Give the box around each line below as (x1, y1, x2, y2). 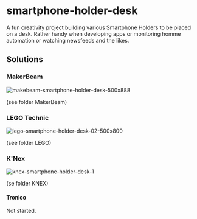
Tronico (6, 193, 26, 201)
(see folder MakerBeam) (6, 98, 67, 105)
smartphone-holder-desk (6, 4, 138, 18)
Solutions (6, 54, 44, 64)
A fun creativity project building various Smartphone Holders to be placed (6, 24, 192, 31)
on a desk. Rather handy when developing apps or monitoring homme (6, 30, 181, 37)
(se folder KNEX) (6, 180, 49, 187)
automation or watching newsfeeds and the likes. (6, 36, 130, 44)
